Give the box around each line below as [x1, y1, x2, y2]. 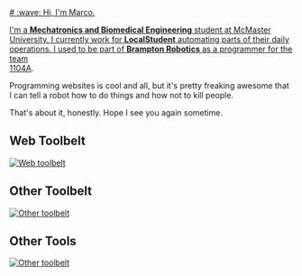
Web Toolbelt [9, 133, 86, 149]
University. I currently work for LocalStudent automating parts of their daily [9, 34, 290, 44]
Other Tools [9, 234, 77, 249]
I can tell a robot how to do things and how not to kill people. [9, 90, 234, 100]
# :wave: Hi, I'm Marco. [9, 7, 96, 17]
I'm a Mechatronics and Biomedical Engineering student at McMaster [9, 24, 272, 35]
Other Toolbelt [9, 183, 93, 199]
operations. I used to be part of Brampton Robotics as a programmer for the [9, 43, 293, 54]
